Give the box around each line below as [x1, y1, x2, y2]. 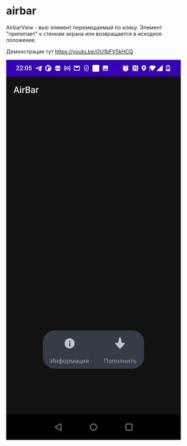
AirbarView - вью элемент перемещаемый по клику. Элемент [6, 24, 163, 31]
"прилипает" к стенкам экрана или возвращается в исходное [6, 30, 162, 37]
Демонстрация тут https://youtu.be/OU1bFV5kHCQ [6, 48, 134, 55]
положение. [6, 36, 37, 43]
